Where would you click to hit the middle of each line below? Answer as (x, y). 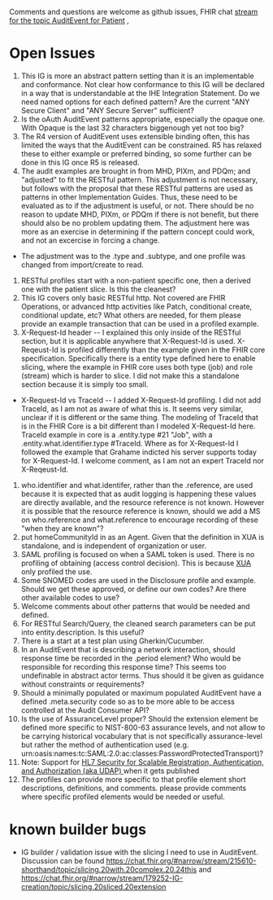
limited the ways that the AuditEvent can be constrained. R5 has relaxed (141, 145)
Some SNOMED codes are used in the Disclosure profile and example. (139, 580)
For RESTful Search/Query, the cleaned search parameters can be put (138, 623)
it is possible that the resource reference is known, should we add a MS (141, 511)
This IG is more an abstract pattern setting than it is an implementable (137, 76)
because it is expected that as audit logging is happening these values (139, 494)
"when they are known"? (62, 528)
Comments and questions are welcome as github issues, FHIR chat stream (134, 12)
